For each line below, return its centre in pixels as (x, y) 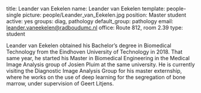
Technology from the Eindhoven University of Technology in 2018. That (94, 52)
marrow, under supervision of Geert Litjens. (60, 83)
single (14, 15)
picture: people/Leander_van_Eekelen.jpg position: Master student (104, 15)
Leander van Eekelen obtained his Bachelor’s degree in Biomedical (89, 45)
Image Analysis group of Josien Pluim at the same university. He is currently (100, 64)
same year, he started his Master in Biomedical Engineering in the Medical (98, 58)
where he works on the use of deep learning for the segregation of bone (96, 77)
